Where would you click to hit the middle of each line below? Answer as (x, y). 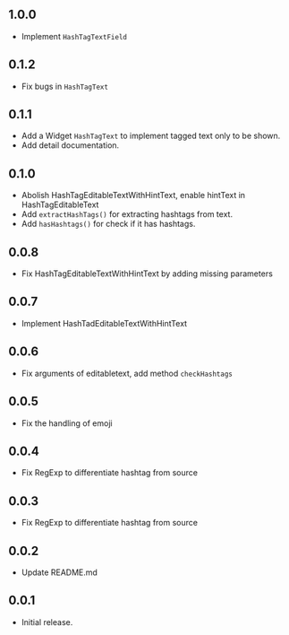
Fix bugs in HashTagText (65, 86)
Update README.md (59, 572)
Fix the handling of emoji (67, 423)
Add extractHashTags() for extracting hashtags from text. (127, 214)
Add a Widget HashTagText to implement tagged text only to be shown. (151, 136)
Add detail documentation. (70, 145)
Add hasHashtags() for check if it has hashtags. (108, 224)
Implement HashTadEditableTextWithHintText (104, 323)
